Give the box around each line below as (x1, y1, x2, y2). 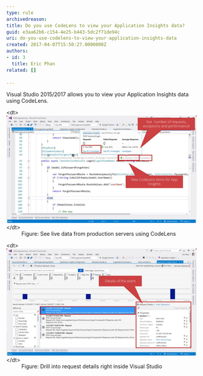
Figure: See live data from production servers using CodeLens (21, 230, 176, 237)
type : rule (6, 10, 34, 16)
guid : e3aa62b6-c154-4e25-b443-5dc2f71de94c (6, 29, 120, 35)
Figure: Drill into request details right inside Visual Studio (21, 363, 163, 370)
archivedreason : (6, 16, 47, 22)
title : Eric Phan (11, 60, 56, 66)
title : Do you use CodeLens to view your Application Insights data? (6, 22, 185, 28)
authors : (6, 48, 28, 54)
